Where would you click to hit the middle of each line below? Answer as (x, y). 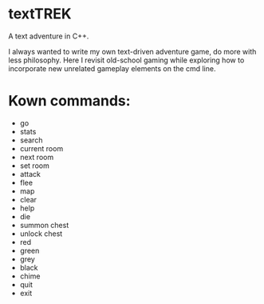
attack (30, 174)
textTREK (40, 14)
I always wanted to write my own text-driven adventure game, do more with (132, 51)
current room (41, 148)
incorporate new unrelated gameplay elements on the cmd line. (112, 68)
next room (37, 157)
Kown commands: (69, 101)
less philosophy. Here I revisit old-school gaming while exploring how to (126, 60)
